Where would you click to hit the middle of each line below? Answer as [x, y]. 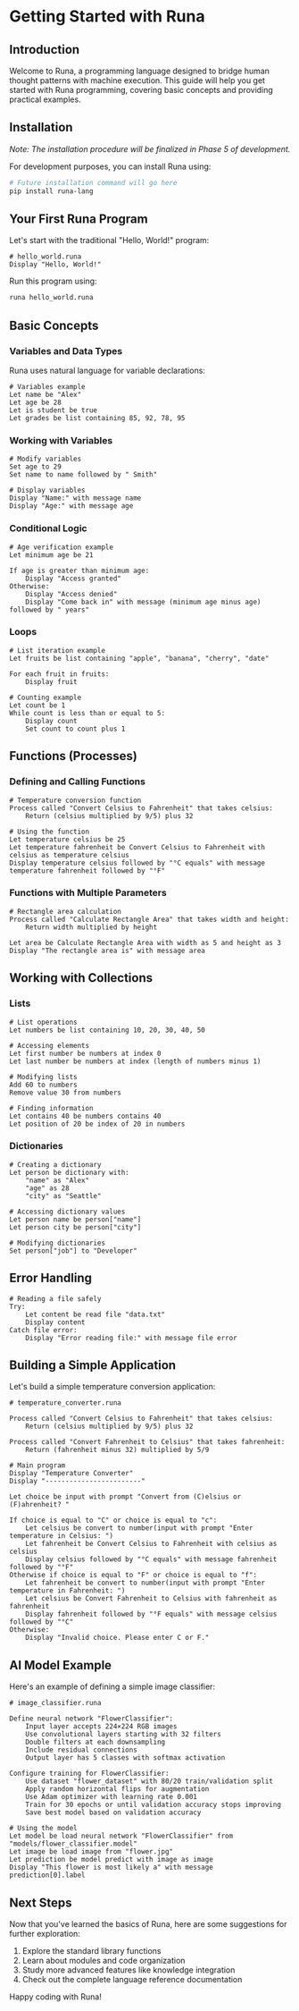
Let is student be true [54, 410]
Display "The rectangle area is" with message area [107, 951]
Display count [51, 721]
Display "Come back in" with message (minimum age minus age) [143, 602]
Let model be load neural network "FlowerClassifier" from [121, 1836]
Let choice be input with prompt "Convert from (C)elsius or [125, 1497]
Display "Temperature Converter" [71, 1474]
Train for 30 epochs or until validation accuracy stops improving [153, 1805]
